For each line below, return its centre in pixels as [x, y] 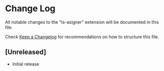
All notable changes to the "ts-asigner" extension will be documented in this [82, 22]
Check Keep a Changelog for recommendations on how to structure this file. [82, 37]
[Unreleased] [26, 52]
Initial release [26, 64]
